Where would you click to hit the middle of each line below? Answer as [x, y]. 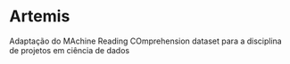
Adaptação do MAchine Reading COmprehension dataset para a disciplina [146, 41]
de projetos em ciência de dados [70, 50]
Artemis [40, 16]
